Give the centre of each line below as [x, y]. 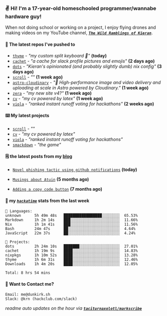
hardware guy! [23, 16]
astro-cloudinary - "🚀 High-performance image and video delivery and [87, 82]
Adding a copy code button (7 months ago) [57, 189]
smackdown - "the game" [37, 144]
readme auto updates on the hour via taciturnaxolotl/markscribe [73, 308]
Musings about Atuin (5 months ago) [51, 179]
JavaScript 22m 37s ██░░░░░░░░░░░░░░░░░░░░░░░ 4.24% [70, 233]
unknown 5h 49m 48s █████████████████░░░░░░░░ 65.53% [71, 216]
